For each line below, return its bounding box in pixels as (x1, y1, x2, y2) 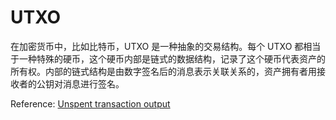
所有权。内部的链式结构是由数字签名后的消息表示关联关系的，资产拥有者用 (10, 65, 317, 77)
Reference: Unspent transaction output (10, 97, 171, 110)
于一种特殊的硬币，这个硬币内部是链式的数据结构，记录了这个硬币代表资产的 (10, 52, 326, 65)
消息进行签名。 (62, 77, 125, 90)
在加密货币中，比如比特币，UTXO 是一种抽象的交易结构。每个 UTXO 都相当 (10, 40, 322, 52)
